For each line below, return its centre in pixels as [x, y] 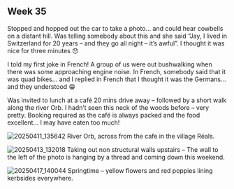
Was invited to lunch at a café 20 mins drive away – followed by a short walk [117, 100]
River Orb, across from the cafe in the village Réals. [141, 136]
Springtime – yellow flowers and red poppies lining [140, 170]
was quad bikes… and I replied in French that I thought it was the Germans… [117, 79]
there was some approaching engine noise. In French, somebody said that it [116, 71]
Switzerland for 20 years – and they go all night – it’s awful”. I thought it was [116, 43]
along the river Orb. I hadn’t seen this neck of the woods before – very [108, 107]
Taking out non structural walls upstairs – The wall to [143, 149]
